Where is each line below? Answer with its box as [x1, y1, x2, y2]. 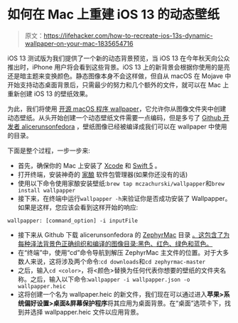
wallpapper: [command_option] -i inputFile [7, 217, 139, 224]
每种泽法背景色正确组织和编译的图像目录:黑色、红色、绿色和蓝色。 [17, 239, 213, 248]
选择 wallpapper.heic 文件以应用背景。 [30, 307, 143, 316]
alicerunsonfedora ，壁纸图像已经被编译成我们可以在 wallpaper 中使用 [21, 122, 227, 131]
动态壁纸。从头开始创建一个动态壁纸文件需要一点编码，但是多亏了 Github [7, 113, 222, 121]
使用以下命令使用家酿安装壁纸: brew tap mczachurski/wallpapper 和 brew [17, 179, 225, 187]
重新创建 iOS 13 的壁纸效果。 [7, 89, 92, 98]
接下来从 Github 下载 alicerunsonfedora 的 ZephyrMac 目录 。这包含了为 [17, 230, 230, 239]
